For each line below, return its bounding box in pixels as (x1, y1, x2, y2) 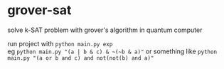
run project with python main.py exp (7, 39, 113, 48)
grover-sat (7, 2, 72, 18)
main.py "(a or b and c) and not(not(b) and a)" (7, 54, 154, 62)
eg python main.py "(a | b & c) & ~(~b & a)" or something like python (7, 47, 218, 55)
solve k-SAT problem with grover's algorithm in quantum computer (7, 26, 203, 34)
